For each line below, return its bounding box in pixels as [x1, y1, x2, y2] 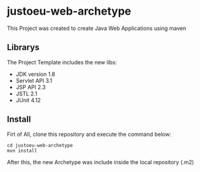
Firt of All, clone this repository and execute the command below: [7, 130, 172, 138]
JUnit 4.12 [15, 96, 42, 103]
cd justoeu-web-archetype [7, 142, 73, 148]
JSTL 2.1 [15, 90, 37, 97]
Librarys [7, 42, 40, 53]
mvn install [7, 148, 37, 154]
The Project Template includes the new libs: [7, 58, 117, 65]
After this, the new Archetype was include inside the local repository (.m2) [7, 158, 194, 166]
